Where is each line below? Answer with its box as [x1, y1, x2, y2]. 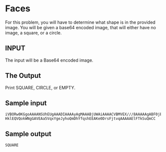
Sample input [5, 99, 47, 107]
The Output [5, 72, 41, 80]
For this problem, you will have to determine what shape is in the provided [5, 19, 156, 25]
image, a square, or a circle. [5, 30, 62, 36]
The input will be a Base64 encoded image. [5, 57, 94, 63]
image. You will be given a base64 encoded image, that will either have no [5, 24, 157, 30]
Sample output [5, 129, 52, 138]
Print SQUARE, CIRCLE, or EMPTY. [5, 84, 76, 90]
